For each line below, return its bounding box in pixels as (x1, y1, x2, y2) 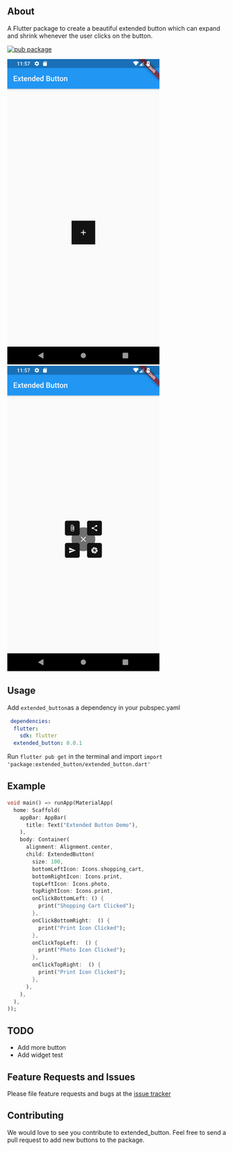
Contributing (7, 1110, 64, 1122)
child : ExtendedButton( (25, 851, 95, 858)
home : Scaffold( (13, 806, 61, 814)
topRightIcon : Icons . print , (32, 888, 113, 895)
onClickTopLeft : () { (32, 939, 98, 946)
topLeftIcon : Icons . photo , (32, 880, 111, 887)
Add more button (17, 1044, 66, 1052)
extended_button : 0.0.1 (13, 740, 82, 747)
